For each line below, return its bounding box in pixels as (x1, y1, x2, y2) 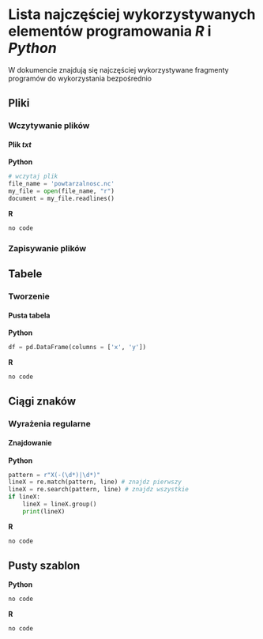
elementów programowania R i (8, 22, 212, 40)
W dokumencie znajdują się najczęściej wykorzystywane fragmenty (8, 65, 229, 74)
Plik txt (8, 140, 32, 149)
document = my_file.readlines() (8, 195, 115, 203)
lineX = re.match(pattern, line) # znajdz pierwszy (8, 478, 182, 487)
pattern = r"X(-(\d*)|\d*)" (8, 471, 101, 479)
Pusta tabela (8, 310, 51, 320)
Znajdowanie (8, 438, 52, 447)
